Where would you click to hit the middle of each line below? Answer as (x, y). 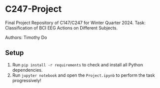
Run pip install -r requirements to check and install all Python (78, 64)
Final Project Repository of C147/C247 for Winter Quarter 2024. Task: (76, 23)
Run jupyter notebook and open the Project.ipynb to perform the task (83, 75)
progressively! (27, 80)
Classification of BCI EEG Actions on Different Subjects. (62, 28)
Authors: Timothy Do (26, 37)
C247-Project (33, 9)
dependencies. (27, 70)
